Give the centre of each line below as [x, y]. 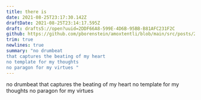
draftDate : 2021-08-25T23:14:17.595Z [53, 23]
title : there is [26, 12]
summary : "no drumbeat [34, 51]
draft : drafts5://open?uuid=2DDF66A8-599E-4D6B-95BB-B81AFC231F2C [91, 28]
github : [16, 34]
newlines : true [25, 46]
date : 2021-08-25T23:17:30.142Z [46, 17]
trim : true [20, 40]
